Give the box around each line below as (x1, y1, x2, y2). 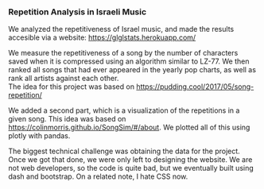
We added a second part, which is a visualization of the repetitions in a (8, 106, 240, 115)
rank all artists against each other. (8, 74, 119, 83)
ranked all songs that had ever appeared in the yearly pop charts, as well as (8, 65, 257, 75)
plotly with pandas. (8, 131, 71, 141)
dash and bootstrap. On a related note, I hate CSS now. (8, 172, 188, 181)
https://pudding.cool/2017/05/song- (136, 82, 254, 91)
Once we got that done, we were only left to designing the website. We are (8, 155, 253, 164)
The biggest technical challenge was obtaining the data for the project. (8, 146, 240, 156)
